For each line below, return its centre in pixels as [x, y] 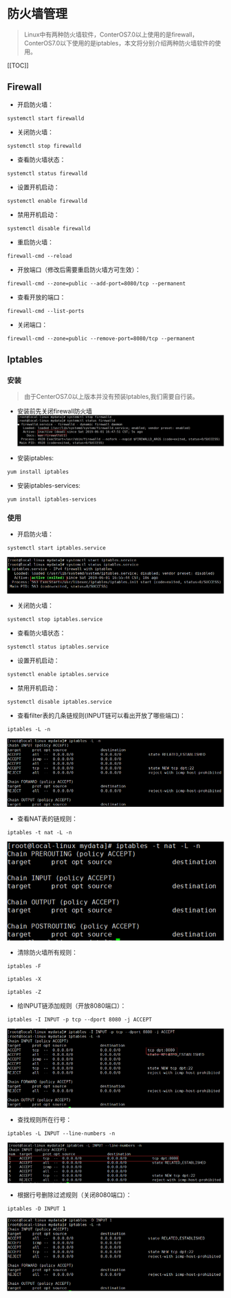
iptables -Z [24, 992]
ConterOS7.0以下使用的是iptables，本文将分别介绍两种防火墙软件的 [119, 43]
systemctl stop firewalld [44, 146]
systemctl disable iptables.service [59, 702]
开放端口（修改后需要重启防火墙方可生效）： [79, 270]
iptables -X [24, 980]
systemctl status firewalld [47, 173]
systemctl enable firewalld [47, 201]
